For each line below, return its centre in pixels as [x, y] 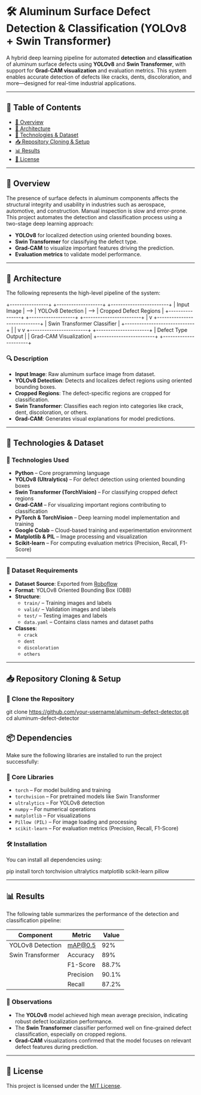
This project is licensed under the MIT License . [64, 1085]
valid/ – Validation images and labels [70, 609]
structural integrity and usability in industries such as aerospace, [86, 204]
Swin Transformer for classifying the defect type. [76, 241]
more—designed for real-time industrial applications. [71, 83]
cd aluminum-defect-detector [43, 718]
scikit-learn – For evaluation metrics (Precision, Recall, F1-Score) [97, 828]
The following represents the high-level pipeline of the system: [83, 293]
